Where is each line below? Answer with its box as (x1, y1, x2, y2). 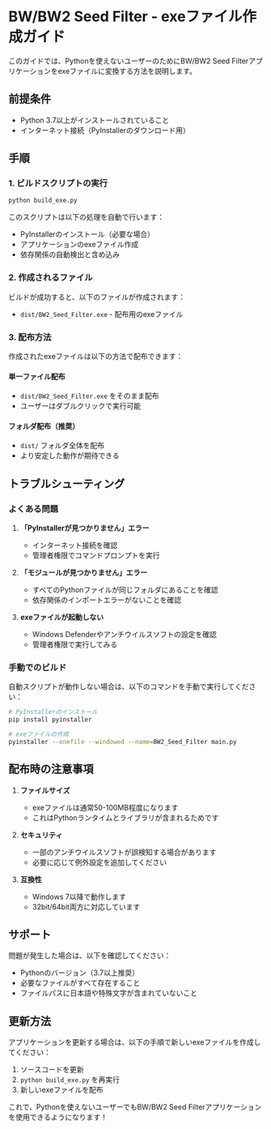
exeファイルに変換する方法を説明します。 (57, 66, 197, 75)
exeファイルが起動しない (19, 613, 104, 622)
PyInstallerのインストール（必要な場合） (19, 229, 155, 239)
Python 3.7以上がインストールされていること (19, 115, 170, 125)
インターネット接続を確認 (32, 541, 118, 550)
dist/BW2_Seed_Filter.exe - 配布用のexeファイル (19, 309, 184, 319)
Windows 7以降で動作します (32, 892, 127, 901)
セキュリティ (19, 830, 63, 840)
